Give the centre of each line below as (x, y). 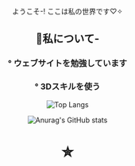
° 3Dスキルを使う (67, 87)
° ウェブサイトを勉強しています (67, 64)
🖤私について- (67, 39)
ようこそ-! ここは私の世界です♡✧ (67, 11)
